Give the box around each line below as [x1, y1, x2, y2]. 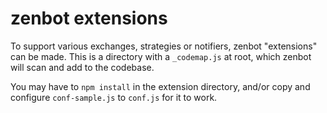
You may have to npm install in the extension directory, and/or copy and [10, 80, 311, 92]
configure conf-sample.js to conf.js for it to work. [10, 91, 218, 103]
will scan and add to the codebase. [10, 61, 155, 73]
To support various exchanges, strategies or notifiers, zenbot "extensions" [10, 40, 318, 52]
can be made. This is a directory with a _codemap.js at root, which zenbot [10, 50, 312, 62]
